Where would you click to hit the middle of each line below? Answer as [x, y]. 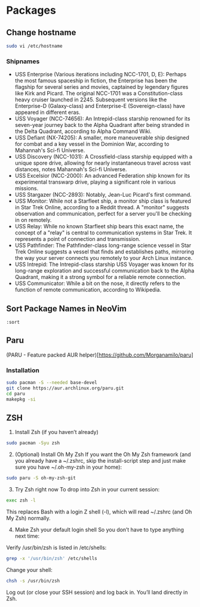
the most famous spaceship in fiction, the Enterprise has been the [96, 80]
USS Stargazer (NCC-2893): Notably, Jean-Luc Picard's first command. [103, 195]
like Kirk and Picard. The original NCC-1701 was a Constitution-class [99, 94]
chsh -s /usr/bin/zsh [33, 581]
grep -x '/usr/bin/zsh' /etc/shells [52, 559]
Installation [23, 370]
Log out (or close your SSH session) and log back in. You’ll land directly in [97, 592]
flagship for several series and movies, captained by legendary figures [101, 87]
